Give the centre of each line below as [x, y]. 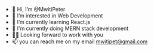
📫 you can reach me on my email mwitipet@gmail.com [80, 41]
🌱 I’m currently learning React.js [51, 22]
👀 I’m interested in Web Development [57, 16]
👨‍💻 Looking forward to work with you [57, 35]
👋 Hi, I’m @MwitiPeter [38, 9]
